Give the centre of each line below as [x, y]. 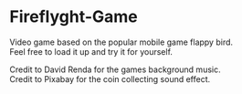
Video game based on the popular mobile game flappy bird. [121, 42]
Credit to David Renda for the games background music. [115, 69]
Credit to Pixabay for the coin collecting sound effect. [110, 78]
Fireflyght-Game [74, 17]
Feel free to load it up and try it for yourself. [91, 51]
